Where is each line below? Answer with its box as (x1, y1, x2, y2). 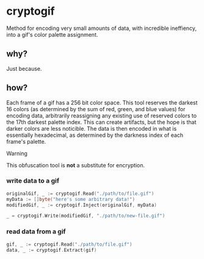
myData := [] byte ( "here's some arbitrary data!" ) (6, 196, 136, 202)
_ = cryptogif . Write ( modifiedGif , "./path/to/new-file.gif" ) (6, 213, 166, 219)
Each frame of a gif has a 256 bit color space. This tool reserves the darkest (6, 99, 198, 106)
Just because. (6, 65, 42, 72)
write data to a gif (6, 177, 60, 185)
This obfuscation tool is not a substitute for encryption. (6, 161, 145, 169)
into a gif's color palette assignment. (6, 31, 98, 38)
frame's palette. (6, 137, 46, 145)
